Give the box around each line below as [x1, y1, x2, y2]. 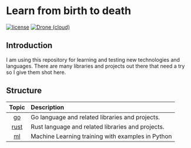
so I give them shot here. [6, 69, 66, 76]
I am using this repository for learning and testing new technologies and [6, 56, 180, 63]
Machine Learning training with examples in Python [31, 132, 172, 140]
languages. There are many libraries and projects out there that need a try [6, 62, 185, 69]
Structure [6, 86, 42, 96]
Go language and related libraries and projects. [31, 113, 160, 121]
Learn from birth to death [6, 4, 131, 18]
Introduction [6, 41, 53, 51]
